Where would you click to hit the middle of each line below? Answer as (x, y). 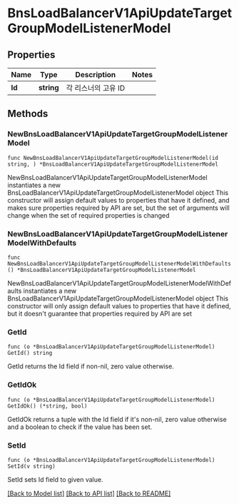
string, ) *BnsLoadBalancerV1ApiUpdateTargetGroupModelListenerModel (113, 164)
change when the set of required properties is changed (88, 215)
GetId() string (30, 353)
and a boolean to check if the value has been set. (80, 427)
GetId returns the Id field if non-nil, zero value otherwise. (91, 366)
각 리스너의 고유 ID (96, 88)
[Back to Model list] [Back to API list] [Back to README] (89, 493)
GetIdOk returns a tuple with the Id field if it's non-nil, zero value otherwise (117, 419)
